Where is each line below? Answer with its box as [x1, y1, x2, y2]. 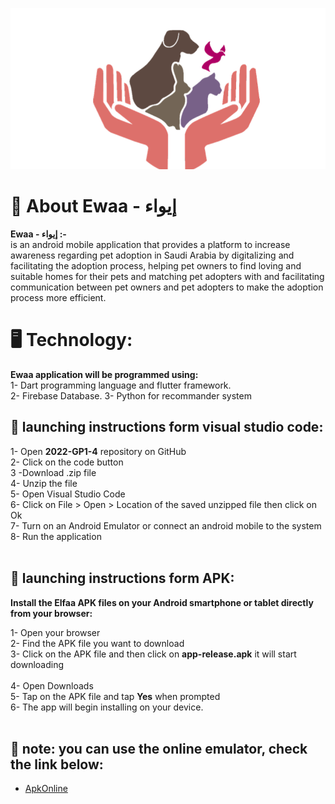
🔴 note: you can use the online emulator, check [10, 740, 308, 757]
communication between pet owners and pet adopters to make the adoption [10, 281, 324, 293]
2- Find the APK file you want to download [10, 637, 185, 649]
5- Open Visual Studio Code [10, 488, 126, 500]
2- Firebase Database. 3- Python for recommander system [10, 389, 252, 402]
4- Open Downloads [10, 679, 94, 692]
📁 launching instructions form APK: [10, 570, 235, 587]
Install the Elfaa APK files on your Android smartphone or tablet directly [10, 596, 314, 608]
